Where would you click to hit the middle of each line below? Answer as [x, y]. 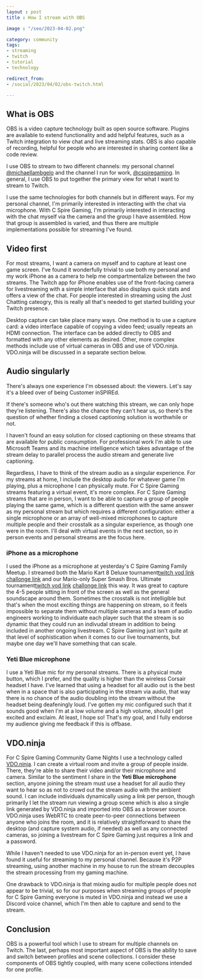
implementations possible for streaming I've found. [69, 230]
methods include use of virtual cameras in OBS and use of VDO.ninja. [92, 346]
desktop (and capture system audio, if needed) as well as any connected [97, 829]
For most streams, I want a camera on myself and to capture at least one [97, 263]
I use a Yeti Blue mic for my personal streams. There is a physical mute [94, 672]
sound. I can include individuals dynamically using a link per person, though [101, 796]
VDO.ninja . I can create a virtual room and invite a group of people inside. [97, 764]
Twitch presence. [28, 308]
